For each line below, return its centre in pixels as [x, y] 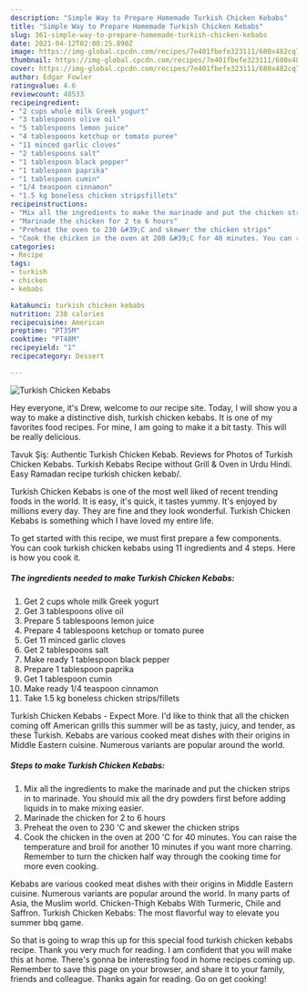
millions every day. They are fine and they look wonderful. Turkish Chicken [150, 510]
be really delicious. [46, 436]
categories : [33, 247]
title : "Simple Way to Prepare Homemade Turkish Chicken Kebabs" [137, 26]
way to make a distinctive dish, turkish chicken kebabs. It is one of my [141, 417]
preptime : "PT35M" [45, 331]
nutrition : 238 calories [57, 314]
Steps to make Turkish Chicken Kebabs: [88, 765]
